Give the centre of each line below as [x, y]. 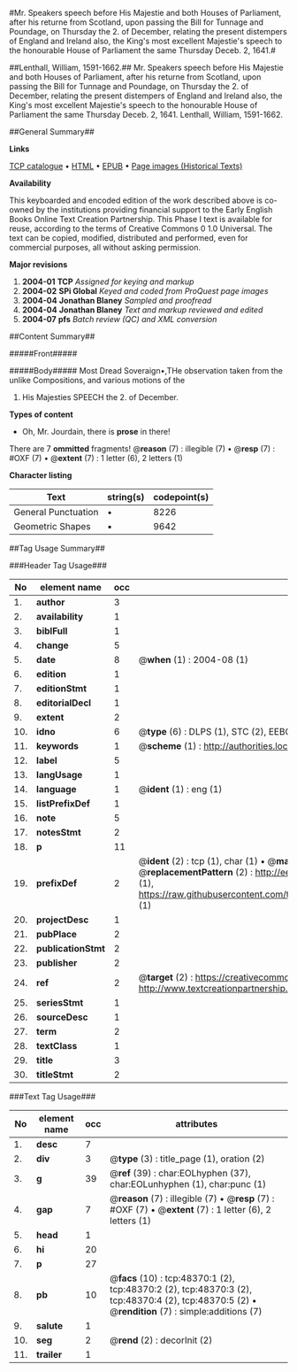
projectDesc [63, 920]
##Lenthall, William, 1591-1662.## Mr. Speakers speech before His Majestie [147, 67]
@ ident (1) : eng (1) [180, 789]
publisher [57, 963]
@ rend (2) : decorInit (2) [161, 1340]
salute [50, 1326]
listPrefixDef [64, 803]
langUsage [60, 775]
